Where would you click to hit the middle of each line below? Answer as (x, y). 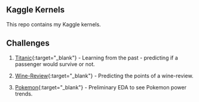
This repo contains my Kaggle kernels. (54, 24)
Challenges (28, 43)
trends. (24, 94)
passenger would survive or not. (55, 64)
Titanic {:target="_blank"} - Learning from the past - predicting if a (97, 58)
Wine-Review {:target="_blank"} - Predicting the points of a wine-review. (104, 76)
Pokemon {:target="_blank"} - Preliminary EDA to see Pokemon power (101, 87)
